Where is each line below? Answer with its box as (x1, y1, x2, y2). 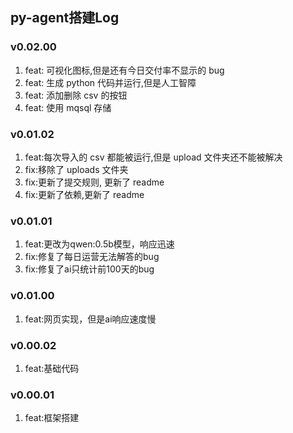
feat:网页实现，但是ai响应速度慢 (24, 313, 157, 325)
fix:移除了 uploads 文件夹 (24, 163, 129, 175)
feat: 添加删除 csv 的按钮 (24, 89, 128, 101)
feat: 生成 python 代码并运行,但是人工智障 (24, 76, 197, 88)
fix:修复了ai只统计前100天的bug (24, 263, 155, 275)
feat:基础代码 (24, 362, 80, 374)
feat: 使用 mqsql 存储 (24, 101, 112, 113)
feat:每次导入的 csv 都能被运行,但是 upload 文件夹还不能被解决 (24, 151, 283, 163)
